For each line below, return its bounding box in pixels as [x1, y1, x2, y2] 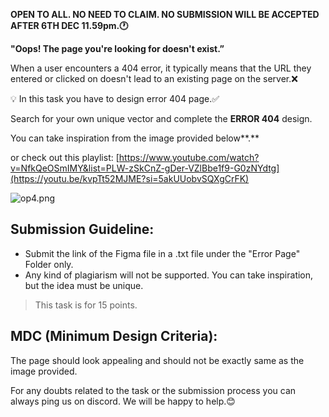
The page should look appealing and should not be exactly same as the [10, 354, 305, 366]
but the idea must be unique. [24, 279, 144, 291]
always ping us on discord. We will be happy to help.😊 [10, 395, 236, 407]
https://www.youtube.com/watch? [118, 152, 260, 163]
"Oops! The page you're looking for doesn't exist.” [10, 43, 225, 54]
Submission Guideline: [10, 221, 155, 238]
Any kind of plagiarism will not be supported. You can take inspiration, [24, 269, 314, 281]
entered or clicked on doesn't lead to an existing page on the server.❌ [10, 73, 298, 84]
